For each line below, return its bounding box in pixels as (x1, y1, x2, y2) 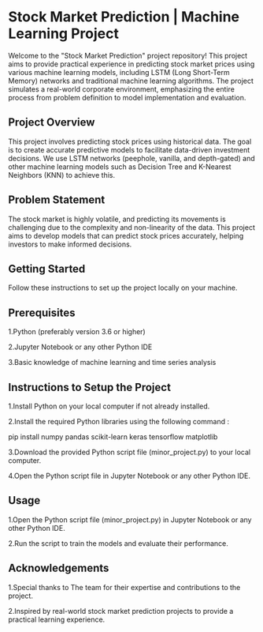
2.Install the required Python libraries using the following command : (8, 417, 230, 426)
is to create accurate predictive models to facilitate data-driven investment (8, 145, 250, 154)
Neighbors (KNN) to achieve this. (8, 170, 116, 179)
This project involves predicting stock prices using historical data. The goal (8, 137, 252, 146)
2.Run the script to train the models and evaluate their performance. (8, 538, 228, 548)
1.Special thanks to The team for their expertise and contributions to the (8, 582, 241, 592)
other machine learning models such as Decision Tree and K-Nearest (8, 162, 232, 171)
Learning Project (8, 24, 120, 43)
